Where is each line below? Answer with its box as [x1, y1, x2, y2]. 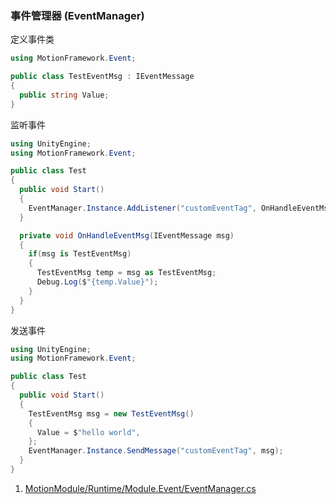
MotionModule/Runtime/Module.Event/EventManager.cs [24, 482, 257, 494]
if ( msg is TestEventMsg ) [28, 249, 132, 259]
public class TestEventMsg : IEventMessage [10, 72, 195, 82]
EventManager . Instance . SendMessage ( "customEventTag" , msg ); [28, 446, 284, 456]
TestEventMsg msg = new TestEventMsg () [28, 408, 195, 419]
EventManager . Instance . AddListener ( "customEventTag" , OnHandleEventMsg [28, 203, 333, 213]
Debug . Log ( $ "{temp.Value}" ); [36, 277, 159, 287]
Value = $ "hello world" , [36, 427, 141, 437]
